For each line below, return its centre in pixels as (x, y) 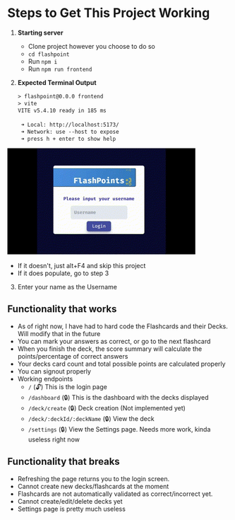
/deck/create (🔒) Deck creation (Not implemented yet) (107, 408)
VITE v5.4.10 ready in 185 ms (62, 110)
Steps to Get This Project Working (109, 13)
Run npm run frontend (60, 69)
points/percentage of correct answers (73, 356)
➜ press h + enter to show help (68, 139)
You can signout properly (54, 371)
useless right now (54, 439)
